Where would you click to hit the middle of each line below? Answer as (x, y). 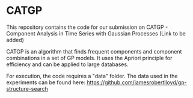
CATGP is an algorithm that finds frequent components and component (94, 51)
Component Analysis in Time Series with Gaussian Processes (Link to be (96, 33)
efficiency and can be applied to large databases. (67, 64)
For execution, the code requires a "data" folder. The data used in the (92, 76)
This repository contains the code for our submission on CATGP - (87, 27)
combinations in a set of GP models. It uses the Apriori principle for (89, 58)
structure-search (27, 88)
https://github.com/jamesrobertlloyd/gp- (137, 82)
